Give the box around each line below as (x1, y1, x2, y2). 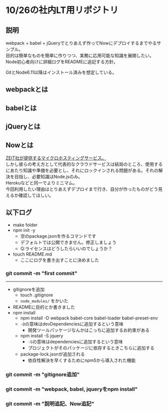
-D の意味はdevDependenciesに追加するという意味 (20, 321, 124, 327)
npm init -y (12, 227, 35, 233)
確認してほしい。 (18, 192, 54, 198)
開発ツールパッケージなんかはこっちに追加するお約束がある (27, 327, 150, 333)
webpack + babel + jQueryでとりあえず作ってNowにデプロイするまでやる (5, 40, 157, 46)
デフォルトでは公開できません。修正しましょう (20, 239, 117, 245)
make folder (12, 222, 38, 228)
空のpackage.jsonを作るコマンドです (20, 233, 96, 239)
